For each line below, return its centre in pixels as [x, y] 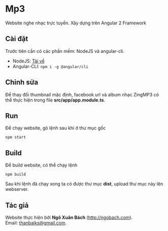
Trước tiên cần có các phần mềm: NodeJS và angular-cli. [65, 51]
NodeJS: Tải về [28, 61]
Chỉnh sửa [22, 82]
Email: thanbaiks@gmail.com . [36, 223]
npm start [16, 138]
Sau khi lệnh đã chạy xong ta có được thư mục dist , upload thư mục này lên [84, 184]
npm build [16, 175]
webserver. [17, 189]
